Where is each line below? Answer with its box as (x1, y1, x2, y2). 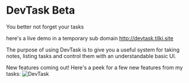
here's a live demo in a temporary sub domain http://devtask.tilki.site (6, 34, 174, 41)
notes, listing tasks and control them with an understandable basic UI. (6, 52, 177, 59)
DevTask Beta (6, 4, 75, 17)
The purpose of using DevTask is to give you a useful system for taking (6, 46, 180, 53)
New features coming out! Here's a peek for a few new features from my (6, 63, 183, 71)
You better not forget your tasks (6, 23, 84, 30)
